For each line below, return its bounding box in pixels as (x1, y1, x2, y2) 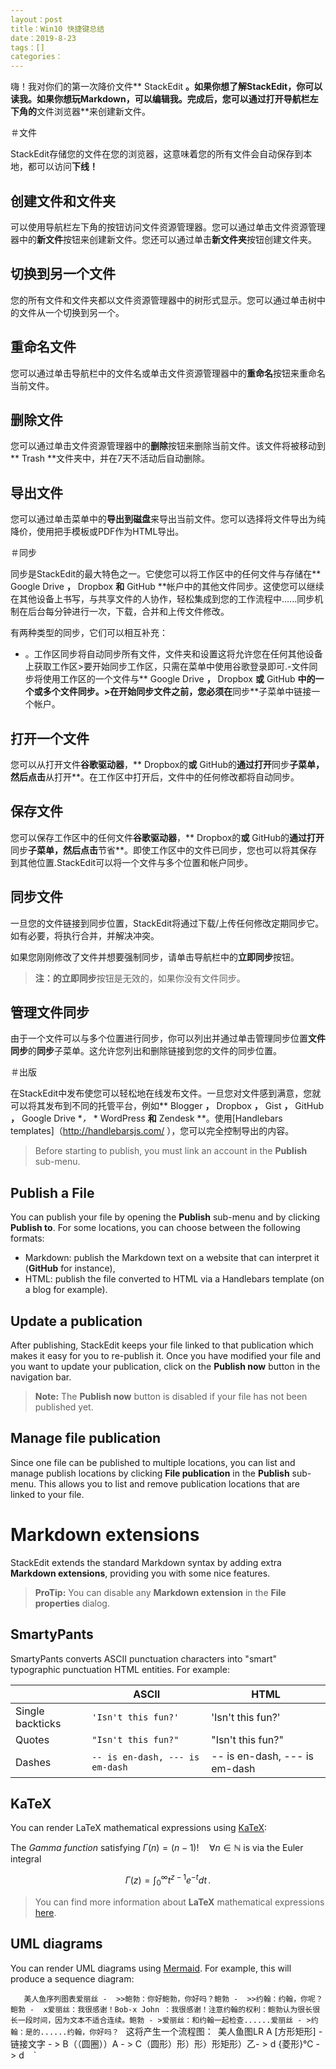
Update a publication (10, 1312, 143, 1330)
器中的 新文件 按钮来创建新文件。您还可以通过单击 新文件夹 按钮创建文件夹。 (10, 233, 317, 245)
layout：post (10, 14, 63, 25)
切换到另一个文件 (10, 266, 116, 283)
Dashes (15, 1755, 52, 1769)
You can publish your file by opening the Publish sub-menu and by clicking (10, 1211, 321, 1223)
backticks (15, 1716, 62, 1730)
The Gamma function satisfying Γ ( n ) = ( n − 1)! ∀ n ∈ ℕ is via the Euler (10, 1842, 304, 1854)
